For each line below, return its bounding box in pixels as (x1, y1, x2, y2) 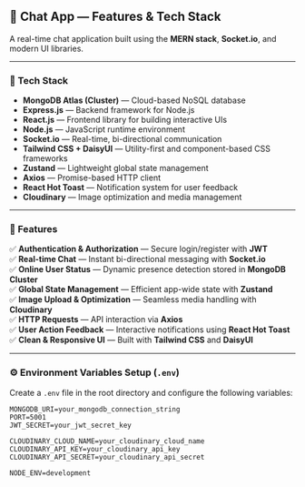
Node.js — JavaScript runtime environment (22, 124, 186, 135)
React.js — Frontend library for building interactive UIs (22, 115, 228, 126)
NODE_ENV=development (9, 468, 92, 478)
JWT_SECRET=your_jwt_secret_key (9, 421, 132, 430)
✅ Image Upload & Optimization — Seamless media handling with (9, 294, 257, 305)
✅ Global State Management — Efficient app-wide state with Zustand (9, 284, 273, 295)
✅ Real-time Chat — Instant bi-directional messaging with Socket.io (9, 254, 266, 265)
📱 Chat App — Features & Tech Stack (9, 9, 221, 25)
